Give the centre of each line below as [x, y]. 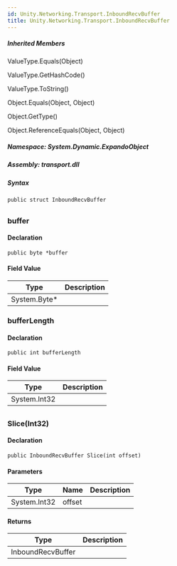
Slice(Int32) [28, 423]
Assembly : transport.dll [43, 165]
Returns [20, 521]
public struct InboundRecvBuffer [57, 200]
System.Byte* [34, 299]
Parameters [25, 471]
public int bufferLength [44, 353]
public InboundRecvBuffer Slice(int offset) [74, 456]
